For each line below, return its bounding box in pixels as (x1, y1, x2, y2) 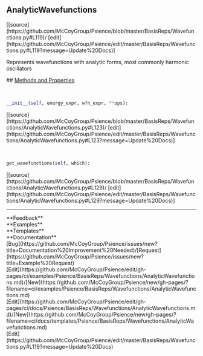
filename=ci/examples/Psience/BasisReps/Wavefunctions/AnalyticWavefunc (6, 285, 196, 292)
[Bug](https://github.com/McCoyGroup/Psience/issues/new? (6, 240, 158, 247)
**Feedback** (6, 214, 43, 222)
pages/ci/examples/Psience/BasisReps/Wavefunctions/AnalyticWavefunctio (6, 272, 195, 279)
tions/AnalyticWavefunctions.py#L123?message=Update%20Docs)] (6, 136, 175, 144)
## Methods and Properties (6, 76, 75, 84)
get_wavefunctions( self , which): (6, 160, 91, 166)
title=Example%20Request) (6, 259, 74, 266)
